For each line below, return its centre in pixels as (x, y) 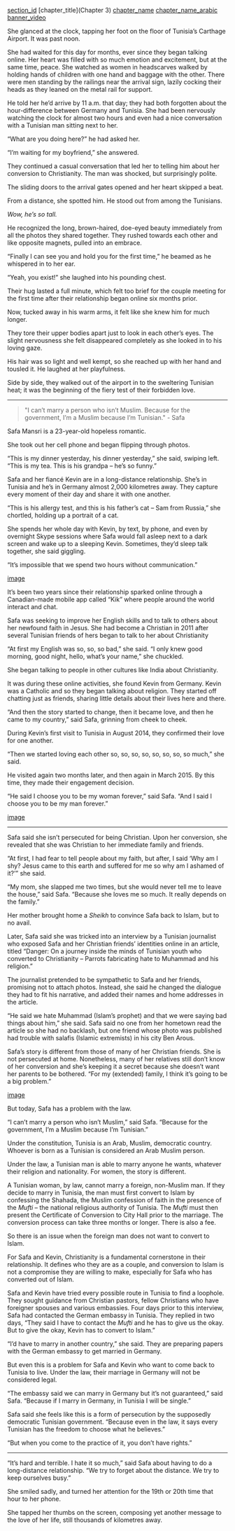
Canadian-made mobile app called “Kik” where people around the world (111, 599)
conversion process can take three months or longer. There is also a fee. (112, 1222)
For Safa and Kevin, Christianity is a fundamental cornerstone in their (107, 1257)
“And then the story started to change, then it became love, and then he (111, 712)
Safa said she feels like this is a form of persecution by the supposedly (109, 1414)
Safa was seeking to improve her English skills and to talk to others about (113, 620)
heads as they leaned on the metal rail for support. (80, 89)
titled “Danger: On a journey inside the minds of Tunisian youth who (105, 951)
